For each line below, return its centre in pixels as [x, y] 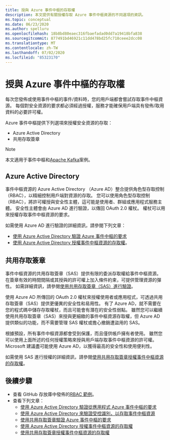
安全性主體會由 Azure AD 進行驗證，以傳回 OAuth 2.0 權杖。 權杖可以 [88, 208]
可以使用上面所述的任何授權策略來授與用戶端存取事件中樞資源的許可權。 [81, 340]
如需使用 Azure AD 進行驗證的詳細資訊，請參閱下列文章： [66, 225]
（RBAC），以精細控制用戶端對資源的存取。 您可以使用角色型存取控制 [78, 196]
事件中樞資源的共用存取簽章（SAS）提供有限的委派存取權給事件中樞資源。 [83, 273]
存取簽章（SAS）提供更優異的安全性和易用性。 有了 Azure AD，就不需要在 [83, 303]
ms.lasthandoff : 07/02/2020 [35, 53]
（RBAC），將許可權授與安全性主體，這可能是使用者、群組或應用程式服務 [81, 202]
